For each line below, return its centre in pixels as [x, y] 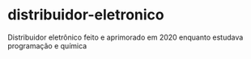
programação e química [47, 45]
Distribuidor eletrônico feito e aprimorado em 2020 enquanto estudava [125, 37]
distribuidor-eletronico [86, 15]
